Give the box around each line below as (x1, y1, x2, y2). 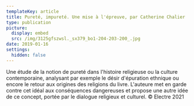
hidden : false (11, 52, 46, 58)
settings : (6, 47, 31, 53)
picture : (6, 25, 28, 31)
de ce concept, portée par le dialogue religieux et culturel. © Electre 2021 (6, 93, 184, 100)
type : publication (6, 19, 51, 25)
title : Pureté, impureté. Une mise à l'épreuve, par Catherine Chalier (6, 14, 185, 20)
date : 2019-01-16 (6, 42, 49, 47)
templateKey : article (6, 8, 59, 15)
